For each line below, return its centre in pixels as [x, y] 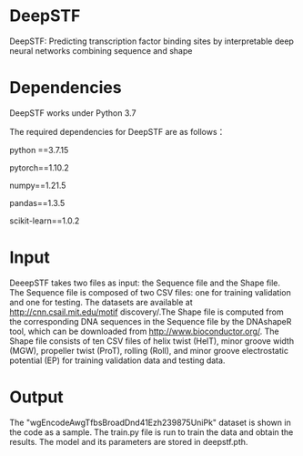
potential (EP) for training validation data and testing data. [117, 360]
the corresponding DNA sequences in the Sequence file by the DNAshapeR [151, 321]
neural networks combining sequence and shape [101, 50]
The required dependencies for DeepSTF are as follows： [117, 131]
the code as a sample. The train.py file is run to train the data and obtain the [151, 432]
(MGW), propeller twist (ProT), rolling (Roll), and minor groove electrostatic [149, 350]
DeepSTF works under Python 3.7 [73, 113]
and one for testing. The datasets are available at [101, 302]
